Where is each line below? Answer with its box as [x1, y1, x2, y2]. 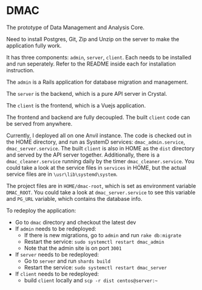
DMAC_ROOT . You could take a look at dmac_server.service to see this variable [6, 189, 196, 196]
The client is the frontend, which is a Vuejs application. [6, 101, 146, 109]
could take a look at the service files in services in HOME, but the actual [6, 164, 187, 171]
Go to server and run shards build [24, 257, 111, 265]
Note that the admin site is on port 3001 [24, 244, 122, 252]
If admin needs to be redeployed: [15, 225, 96, 232]
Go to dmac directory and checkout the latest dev [15, 218, 136, 226]
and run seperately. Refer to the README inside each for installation [6, 60, 176, 67]
